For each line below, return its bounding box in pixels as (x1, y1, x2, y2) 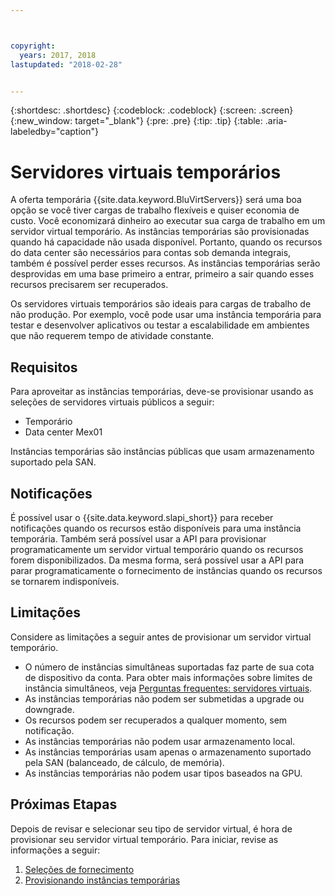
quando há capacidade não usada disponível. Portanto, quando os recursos (10, 236, 323, 248)
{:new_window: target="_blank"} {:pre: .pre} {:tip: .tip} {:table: (10, 115, 263, 127)
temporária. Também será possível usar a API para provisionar (10, 532, 267, 545)
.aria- (264, 115, 288, 127)
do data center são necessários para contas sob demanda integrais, (10, 247, 292, 259)
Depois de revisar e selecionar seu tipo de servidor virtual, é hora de (10, 822, 293, 835)
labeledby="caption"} (10, 126, 99, 138)
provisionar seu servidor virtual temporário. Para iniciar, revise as (10, 833, 279, 845)
